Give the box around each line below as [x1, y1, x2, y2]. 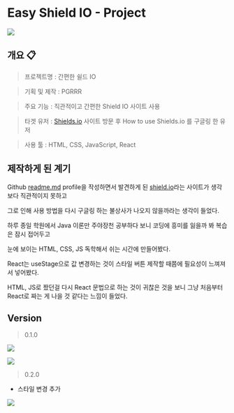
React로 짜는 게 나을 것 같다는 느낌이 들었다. [7, 292, 128, 300]
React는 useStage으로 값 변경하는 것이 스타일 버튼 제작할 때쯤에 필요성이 [7, 260, 207, 268]
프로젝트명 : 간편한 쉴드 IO [24, 72, 96, 81]
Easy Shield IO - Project [7, 5, 147, 21]
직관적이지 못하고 [20, 191, 68, 200]
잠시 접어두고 [14, 230, 51, 238]
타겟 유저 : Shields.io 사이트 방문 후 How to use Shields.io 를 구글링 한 [24, 117, 219, 125]
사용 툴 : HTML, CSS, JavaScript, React [24, 140, 136, 149]
